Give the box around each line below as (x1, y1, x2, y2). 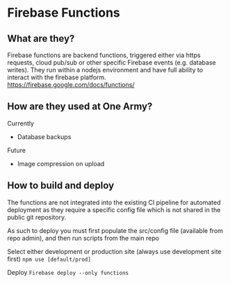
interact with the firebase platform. (7, 73, 106, 81)
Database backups (17, 132, 72, 140)
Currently (7, 119, 35, 127)
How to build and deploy (7, 179, 115, 192)
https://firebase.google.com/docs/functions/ (7, 81, 135, 88)
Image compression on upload (17, 159, 105, 168)
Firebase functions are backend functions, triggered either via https (7, 51, 201, 59)
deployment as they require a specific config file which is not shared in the (7, 205, 221, 213)
